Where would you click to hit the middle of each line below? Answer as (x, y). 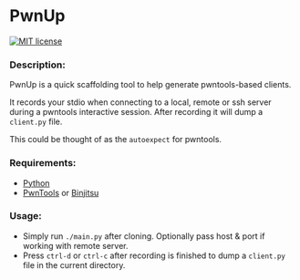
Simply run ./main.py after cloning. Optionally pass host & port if (144, 236)
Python (36, 182)
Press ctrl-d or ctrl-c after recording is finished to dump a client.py (154, 255)
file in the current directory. (74, 264)
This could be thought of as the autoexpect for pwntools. (115, 140)
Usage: (26, 216)
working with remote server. (76, 245)
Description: (37, 65)
